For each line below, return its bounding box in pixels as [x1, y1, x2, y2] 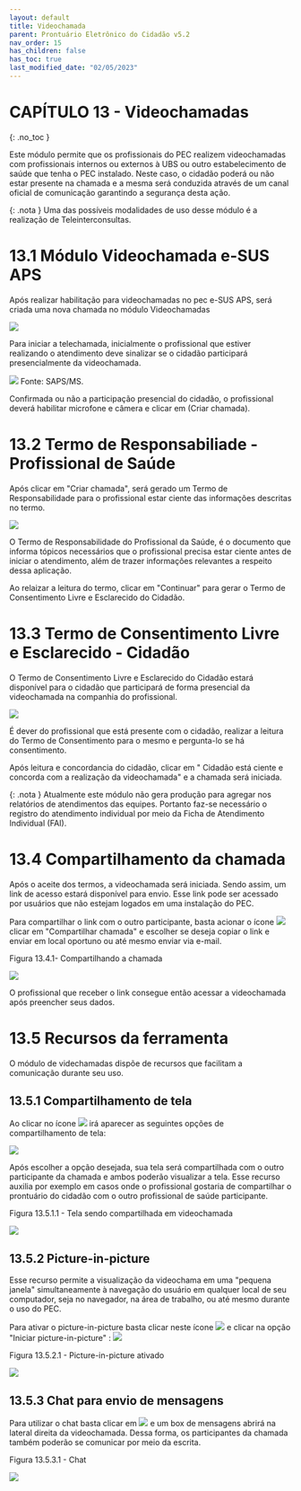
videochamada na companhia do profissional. [9, 691, 177, 701]
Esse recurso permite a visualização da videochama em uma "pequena [9, 1275, 271, 1285]
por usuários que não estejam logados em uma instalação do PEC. [9, 897, 254, 908]
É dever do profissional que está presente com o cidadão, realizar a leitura [9, 725, 284, 737]
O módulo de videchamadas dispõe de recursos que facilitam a [9, 1057, 244, 1069]
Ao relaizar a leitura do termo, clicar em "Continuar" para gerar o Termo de [9, 582, 286, 593]
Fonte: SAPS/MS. [20, 375, 84, 386]
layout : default [9, 13, 70, 22]
